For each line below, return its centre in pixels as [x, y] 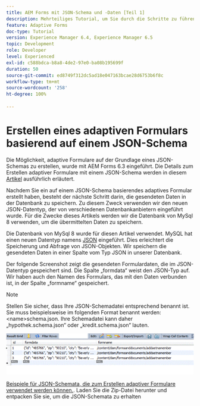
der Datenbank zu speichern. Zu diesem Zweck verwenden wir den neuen [97, 203]
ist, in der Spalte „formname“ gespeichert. [57, 283]
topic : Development [30, 44]
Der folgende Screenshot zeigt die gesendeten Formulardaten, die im [91, 264]
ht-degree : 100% [26, 94]
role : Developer [26, 51]
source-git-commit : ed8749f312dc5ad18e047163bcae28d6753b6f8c [85, 75]
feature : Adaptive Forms [37, 25]
